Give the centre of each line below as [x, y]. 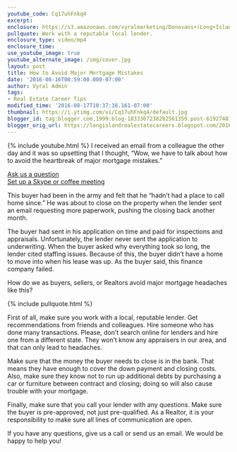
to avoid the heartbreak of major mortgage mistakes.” [85, 160]
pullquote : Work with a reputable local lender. [80, 33]
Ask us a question [34, 174]
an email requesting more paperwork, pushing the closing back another [111, 210]
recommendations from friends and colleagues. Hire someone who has [110, 324]
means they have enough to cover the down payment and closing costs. [112, 368]
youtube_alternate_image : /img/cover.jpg [69, 60]
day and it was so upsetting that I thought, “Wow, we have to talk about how [117, 153]
